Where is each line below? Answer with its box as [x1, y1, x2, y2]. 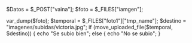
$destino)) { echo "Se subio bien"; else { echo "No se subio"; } [6, 30, 161, 37]
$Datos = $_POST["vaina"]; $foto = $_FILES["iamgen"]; [6, 6, 144, 13]
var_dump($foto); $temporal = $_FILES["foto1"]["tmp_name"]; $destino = [6, 17, 187, 24]
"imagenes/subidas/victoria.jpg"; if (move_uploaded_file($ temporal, [6, 24, 173, 30]
